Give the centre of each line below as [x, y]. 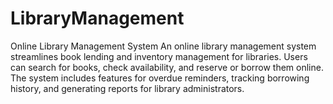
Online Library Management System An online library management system [163, 46]
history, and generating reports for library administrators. [127, 88]
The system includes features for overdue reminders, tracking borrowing [160, 78]
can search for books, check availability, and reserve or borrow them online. [167, 67]
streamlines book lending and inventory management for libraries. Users [159, 56]
